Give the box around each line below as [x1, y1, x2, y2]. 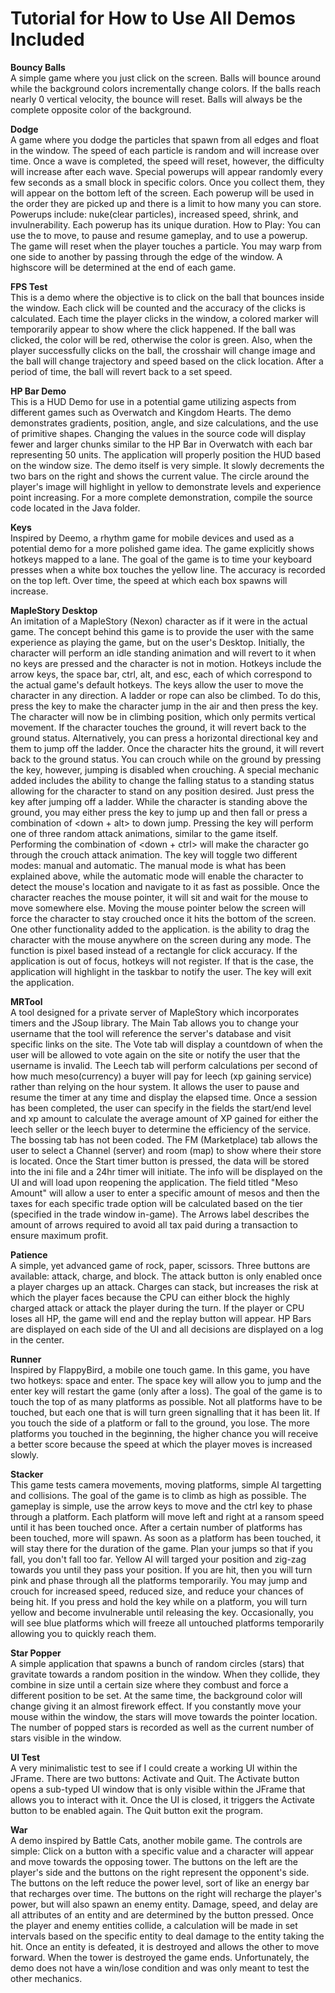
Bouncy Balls [10, 61, 66, 73]
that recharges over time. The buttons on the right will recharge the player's [10, 1887, 322, 1899]
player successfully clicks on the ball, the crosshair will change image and [10, 344, 316, 356]
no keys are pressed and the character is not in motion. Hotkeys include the [10, 657, 322, 669]
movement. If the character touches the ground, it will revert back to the [10, 721, 307, 733]
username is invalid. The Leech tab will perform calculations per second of [10, 1059, 318, 1071]
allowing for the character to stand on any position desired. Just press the [10, 785, 315, 797]
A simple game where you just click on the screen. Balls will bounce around [10, 72, 322, 84]
